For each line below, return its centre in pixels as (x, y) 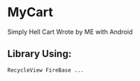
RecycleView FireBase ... (45, 70)
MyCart (30, 12)
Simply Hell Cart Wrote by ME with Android (70, 32)
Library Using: (39, 54)
